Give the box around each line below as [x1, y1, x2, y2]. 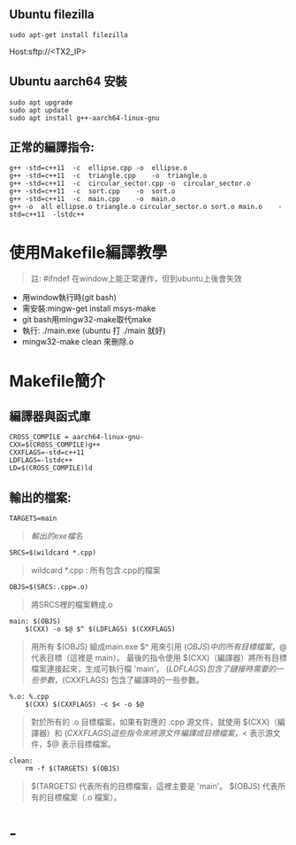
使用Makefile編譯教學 [9, 243, 168, 262]
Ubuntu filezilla [9, 7, 95, 22]
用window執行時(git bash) [21, 292, 118, 303]
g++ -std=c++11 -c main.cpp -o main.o [9, 195, 176, 204]
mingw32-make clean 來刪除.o [21, 337, 134, 347]
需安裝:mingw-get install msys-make [21, 303, 156, 314]
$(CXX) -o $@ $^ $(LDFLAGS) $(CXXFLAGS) [25, 624, 176, 634]
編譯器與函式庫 [9, 408, 91, 423]
